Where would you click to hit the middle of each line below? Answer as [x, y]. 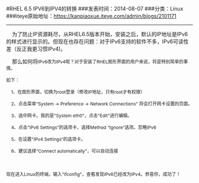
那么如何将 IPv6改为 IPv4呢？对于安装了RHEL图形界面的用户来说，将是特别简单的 [97, 61]
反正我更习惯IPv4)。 [41, 49]
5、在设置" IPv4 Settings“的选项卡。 [48, 139]
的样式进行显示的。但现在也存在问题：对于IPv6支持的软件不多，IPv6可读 [95, 41]
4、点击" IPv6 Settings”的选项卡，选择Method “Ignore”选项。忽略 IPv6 [84, 128]
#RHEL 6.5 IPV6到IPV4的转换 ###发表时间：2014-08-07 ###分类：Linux [95, 9]
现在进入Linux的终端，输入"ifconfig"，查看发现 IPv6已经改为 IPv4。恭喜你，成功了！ [93, 174]
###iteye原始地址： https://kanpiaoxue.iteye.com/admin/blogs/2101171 [91, 16]
